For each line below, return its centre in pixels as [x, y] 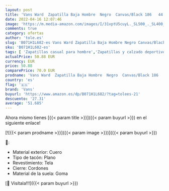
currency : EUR [20, 61]
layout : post [19, 10]
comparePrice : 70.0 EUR [30, 71]
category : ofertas [24, 33]
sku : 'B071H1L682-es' [28, 47]
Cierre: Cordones [30, 168]
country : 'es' [20, 80]
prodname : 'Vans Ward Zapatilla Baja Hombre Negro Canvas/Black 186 [82, 75]
